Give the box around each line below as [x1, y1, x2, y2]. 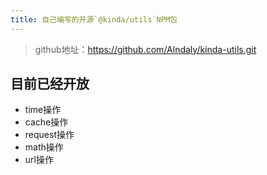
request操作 [24, 129, 75, 141]
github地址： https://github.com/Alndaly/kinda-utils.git [34, 43, 257, 55]
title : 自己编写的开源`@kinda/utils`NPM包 [10, 14, 178, 25]
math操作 [24, 141, 64, 153]
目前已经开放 [10, 76, 90, 93]
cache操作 [24, 116, 69, 128]
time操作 [24, 104, 62, 116]
